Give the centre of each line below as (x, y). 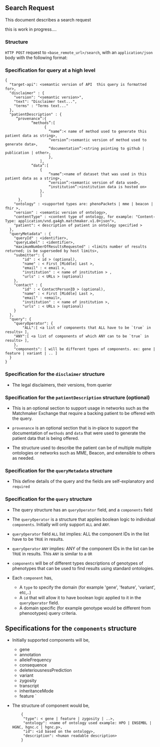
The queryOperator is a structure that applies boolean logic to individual (84, 519)
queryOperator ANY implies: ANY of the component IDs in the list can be (83, 549)
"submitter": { (29, 256)
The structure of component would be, (51, 706)
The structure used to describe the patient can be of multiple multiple (82, 448)
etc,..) (25, 592)
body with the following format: (36, 58)
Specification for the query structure (49, 499)
